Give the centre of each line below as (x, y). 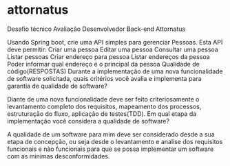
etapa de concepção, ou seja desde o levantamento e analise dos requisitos (115, 141)
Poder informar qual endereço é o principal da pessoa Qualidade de (103, 64)
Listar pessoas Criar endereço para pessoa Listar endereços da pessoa (108, 56)
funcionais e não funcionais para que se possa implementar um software (111, 149)
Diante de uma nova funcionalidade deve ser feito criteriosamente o (103, 99)
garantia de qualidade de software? (57, 86)
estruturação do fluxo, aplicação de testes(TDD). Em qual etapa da (102, 114)
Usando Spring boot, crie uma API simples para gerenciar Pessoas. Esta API (115, 42)
